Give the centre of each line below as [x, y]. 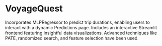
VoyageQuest [34, 9]
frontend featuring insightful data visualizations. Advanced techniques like [81, 33]
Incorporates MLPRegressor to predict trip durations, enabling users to [78, 22]
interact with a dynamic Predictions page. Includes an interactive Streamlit [81, 27]
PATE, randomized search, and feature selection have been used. [72, 38]
